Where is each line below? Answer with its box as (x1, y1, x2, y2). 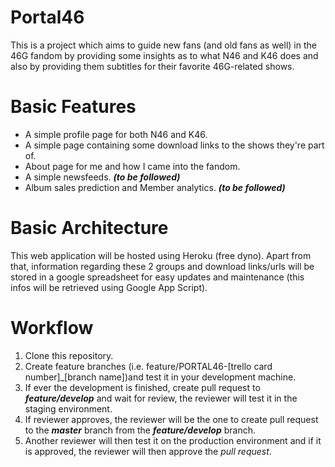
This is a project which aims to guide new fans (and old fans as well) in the (10, 39, 317, 51)
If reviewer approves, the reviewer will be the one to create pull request (24, 413, 319, 425)
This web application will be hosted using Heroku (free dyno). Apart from (10, 249, 312, 261)
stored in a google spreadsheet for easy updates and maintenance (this (10, 271, 305, 283)
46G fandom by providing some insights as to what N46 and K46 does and (10, 49, 319, 61)
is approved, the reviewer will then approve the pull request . (24, 445, 272, 457)
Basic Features (10, 96, 137, 118)
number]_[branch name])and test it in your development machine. (24, 371, 297, 383)
